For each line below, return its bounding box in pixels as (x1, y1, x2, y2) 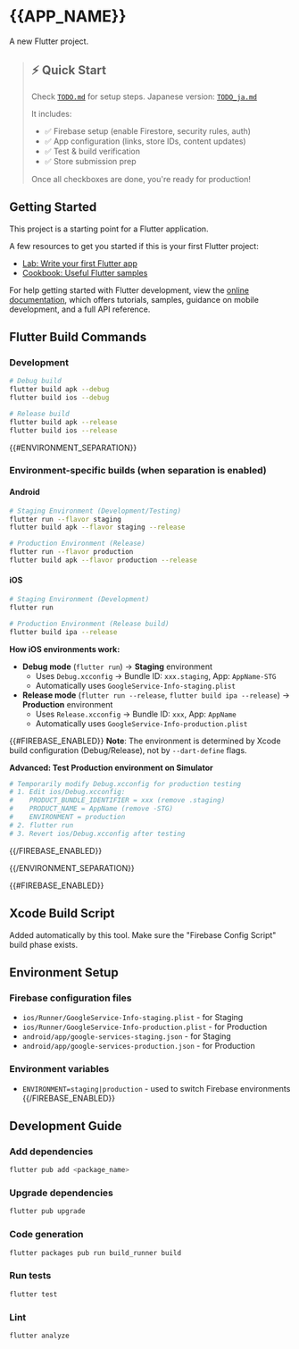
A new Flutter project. (9, 36, 89, 46)
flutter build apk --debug (9, 385, 110, 394)
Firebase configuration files (9, 992, 132, 1004)
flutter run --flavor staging (9, 515, 122, 524)
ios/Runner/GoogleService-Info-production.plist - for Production (21, 1021, 268, 1033)
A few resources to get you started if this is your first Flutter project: (9, 240, 259, 251)
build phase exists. (9, 939, 79, 950)
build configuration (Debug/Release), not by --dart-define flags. (9, 744, 247, 756)
